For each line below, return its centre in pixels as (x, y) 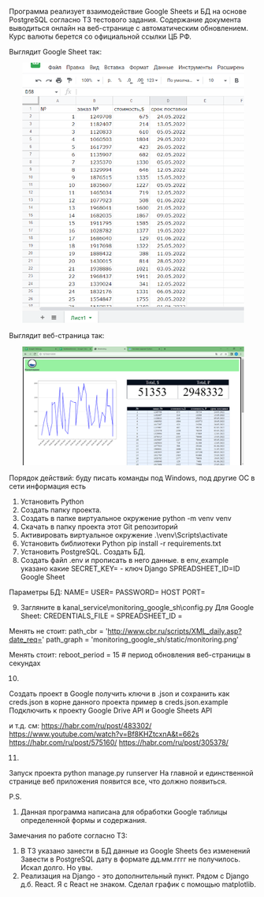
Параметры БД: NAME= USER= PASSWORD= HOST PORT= (107, 592)
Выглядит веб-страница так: (57, 335)
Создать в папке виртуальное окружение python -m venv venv (126, 519)
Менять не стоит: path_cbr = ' (59, 631)
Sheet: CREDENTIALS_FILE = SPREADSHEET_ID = (101, 616)
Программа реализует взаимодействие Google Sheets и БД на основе (128, 11)
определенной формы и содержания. (84, 821)
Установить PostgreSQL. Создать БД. (83, 552)
